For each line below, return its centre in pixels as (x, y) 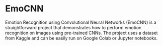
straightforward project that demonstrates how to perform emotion (73, 27)
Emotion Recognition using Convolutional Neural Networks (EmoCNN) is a (81, 22)
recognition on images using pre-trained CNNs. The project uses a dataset (81, 33)
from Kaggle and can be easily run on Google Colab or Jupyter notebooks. (81, 38)
